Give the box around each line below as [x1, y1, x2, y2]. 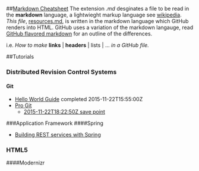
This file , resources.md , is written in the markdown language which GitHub [6, 18, 189, 24]
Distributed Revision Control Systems [6, 67, 117, 76]
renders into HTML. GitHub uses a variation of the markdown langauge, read [6, 24, 194, 31]
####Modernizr [6, 159, 45, 166]
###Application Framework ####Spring [6, 120, 104, 127]
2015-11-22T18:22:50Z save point [23, 108, 106, 115]
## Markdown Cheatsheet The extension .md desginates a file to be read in [6, 5, 189, 12]
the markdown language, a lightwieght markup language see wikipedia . [6, 11, 182, 18]
